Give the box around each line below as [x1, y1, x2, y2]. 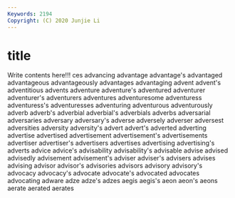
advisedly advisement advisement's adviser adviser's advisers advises [7, 154, 216, 163]
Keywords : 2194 [7, 10, 53, 18]
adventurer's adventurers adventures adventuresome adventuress [7, 94, 202, 102]
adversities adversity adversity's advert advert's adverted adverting [7, 123, 207, 132]
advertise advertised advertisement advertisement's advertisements [7, 131, 208, 140]
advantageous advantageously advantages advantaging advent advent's [7, 79, 221, 87]
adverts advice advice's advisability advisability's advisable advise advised [7, 146, 229, 155]
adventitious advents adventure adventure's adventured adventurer [7, 86, 206, 94]
